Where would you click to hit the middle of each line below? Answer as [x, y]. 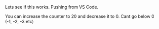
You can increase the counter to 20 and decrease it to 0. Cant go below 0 [80, 16]
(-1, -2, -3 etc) [20, 22]
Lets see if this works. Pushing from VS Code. [52, 7]
